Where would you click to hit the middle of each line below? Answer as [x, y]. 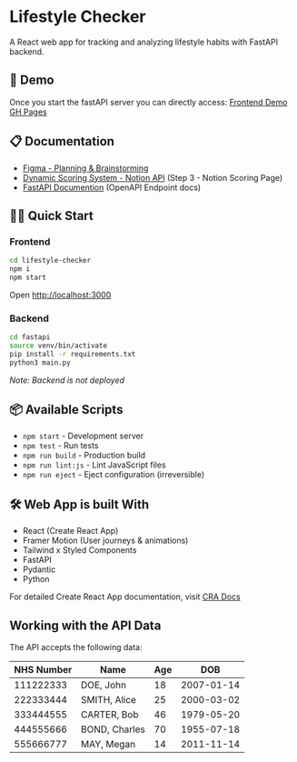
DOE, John [104, 686]
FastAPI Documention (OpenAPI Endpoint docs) [112, 187]
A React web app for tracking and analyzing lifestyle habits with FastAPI [144, 42]
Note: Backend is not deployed [67, 380]
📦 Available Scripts [66, 410]
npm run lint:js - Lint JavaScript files [94, 465]
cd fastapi [30, 337]
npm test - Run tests [60, 446]
